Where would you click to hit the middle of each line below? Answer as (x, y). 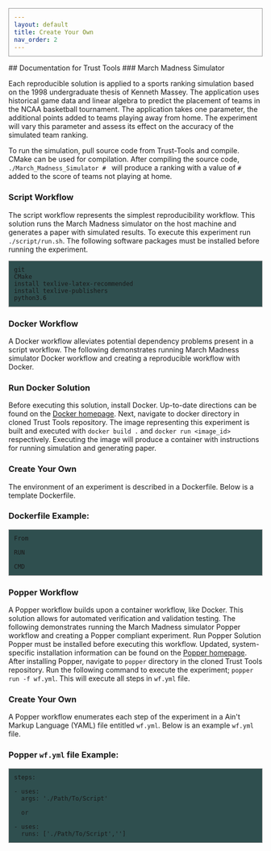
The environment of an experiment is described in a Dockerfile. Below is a (131, 486)
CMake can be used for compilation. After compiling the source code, (124, 159)
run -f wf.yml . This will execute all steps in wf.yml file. (99, 678)
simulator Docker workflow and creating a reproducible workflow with (124, 358)
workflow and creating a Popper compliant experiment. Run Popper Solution (135, 636)
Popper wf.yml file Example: (64, 755)
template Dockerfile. (42, 495)
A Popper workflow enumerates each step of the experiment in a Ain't (124, 717)
